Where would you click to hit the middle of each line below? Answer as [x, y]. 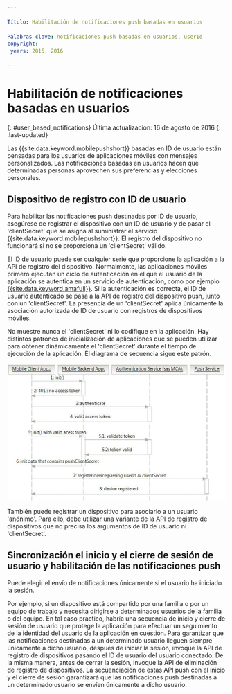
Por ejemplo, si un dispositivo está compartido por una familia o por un [108, 603]
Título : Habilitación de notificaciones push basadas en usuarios [105, 22]
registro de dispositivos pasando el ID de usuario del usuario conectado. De [115, 655]
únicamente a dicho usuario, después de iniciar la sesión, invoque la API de [115, 648]
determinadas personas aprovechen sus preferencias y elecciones [102, 170]
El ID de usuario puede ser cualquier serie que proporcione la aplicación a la [116, 259]
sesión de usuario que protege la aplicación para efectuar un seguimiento [113, 625]
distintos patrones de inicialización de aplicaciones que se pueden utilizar [113, 339]
